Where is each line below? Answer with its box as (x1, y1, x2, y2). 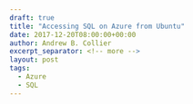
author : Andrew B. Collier (9, 38, 112, 48)
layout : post (9, 55, 59, 64)
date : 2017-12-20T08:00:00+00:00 (9, 30, 137, 39)
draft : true (9, 13, 55, 23)
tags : (9, 64, 30, 73)
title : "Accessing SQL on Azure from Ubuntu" (9, 22, 185, 31)
